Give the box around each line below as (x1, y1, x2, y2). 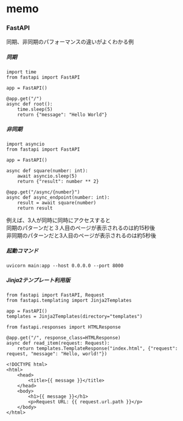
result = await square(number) (17, 200, 97, 206)
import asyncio (6, 141, 45, 148)
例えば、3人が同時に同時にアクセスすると (6, 217, 111, 224)
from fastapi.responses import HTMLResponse (6, 324, 121, 331)
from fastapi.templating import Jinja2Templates (6, 298, 132, 304)
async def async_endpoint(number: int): (6, 195, 111, 201)
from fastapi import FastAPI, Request (6, 292, 105, 298)
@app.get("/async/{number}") (6, 189, 80, 195)
